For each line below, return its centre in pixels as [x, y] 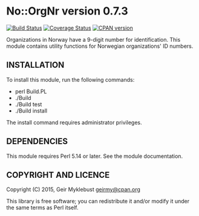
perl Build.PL [31, 91]
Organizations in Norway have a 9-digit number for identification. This [93, 39]
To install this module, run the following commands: [70, 79]
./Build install [31, 111]
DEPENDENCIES [37, 141]
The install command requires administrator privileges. [74, 122]
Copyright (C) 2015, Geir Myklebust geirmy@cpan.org [73, 189]
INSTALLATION [35, 65]
